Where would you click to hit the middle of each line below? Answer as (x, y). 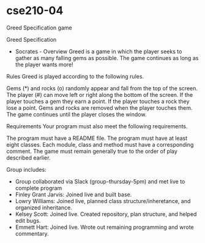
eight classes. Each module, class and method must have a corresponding (100, 144)
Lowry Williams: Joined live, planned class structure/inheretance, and (103, 201)
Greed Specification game (39, 28)
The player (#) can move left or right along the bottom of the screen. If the (100, 94)
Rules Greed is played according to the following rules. (75, 76)
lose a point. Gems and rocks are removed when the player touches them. (99, 107)
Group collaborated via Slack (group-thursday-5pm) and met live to (100, 181)
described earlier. (28, 158)
